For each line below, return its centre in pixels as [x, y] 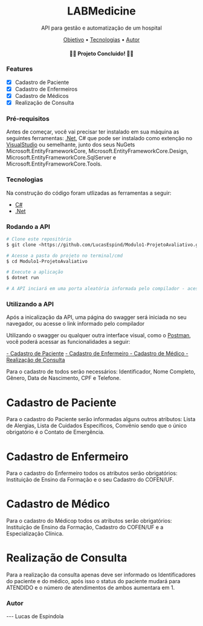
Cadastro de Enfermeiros [46, 89]
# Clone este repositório [39, 239]
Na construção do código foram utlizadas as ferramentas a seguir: [89, 193]
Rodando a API [28, 227]
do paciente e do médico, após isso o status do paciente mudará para [93, 581]
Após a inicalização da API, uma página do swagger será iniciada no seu [97, 317]
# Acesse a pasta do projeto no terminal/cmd [64, 256]
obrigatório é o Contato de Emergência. [55, 432]
